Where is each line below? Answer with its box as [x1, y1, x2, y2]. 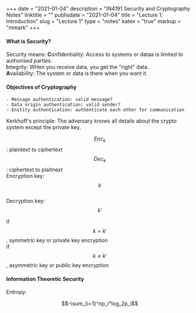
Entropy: [6, 289, 27, 296]
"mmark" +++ [6, 24, 40, 31]
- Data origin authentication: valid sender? [6, 102, 121, 108]
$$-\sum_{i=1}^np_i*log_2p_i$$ [61, 300, 138, 307]
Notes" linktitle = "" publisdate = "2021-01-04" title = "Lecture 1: [6, 11, 163, 18]
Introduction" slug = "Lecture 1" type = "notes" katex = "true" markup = [6, 18, 181, 24]
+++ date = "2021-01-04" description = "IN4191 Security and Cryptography [6, 5, 191, 12]
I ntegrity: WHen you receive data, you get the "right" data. [6, 64, 149, 71]
